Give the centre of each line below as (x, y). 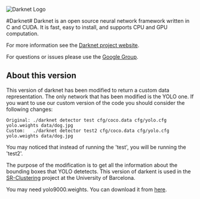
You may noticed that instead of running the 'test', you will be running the (96, 147)
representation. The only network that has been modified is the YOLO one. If (100, 97)
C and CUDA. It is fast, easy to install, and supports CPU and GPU (87, 27)
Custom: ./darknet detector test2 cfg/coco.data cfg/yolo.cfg (88, 131)
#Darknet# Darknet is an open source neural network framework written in (98, 21)
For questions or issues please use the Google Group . (72, 57)
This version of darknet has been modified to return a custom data (88, 90)
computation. (22, 34)
